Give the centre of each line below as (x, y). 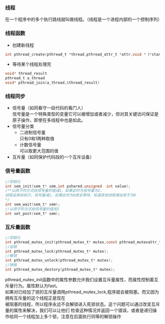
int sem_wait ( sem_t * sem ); (33, 205)
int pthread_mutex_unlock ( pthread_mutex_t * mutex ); (59, 261)
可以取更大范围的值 (39, 151)
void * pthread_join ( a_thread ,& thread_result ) (52, 83)
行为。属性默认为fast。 (37, 286)
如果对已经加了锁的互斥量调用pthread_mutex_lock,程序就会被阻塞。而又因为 (82, 292)
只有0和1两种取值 (37, 139)
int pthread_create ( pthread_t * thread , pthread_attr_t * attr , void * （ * (79, 54)
